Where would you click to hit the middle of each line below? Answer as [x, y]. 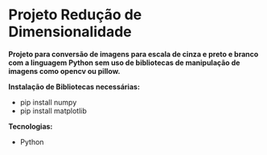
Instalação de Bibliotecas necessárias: [74, 87]
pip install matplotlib [53, 111]
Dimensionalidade [70, 32]
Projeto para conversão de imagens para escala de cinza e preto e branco [133, 54]
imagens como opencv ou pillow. [64, 71]
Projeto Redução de [75, 15]
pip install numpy [48, 102]
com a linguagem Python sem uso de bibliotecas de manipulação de [124, 63]
